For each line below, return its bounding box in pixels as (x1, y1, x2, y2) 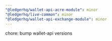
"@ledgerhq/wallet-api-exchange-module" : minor (5, 16, 107, 21)
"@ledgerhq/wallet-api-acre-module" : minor (5, 7, 98, 12)
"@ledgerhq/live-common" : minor (5, 12, 73, 17)
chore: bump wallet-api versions (5, 30, 73, 36)
